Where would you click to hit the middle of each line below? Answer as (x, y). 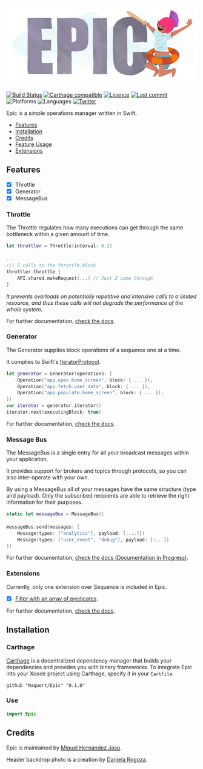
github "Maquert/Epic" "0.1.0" (46, 685)
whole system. (24, 309)
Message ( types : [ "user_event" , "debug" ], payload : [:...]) (93, 540)
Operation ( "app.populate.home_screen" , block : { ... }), (91, 393)
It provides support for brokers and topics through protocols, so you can (96, 471)
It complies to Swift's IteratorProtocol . (54, 361)
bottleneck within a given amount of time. (58, 234)
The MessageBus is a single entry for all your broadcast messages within (98, 453)
